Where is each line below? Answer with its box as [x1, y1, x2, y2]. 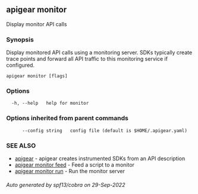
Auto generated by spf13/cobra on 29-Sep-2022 [6, 181, 125, 188]
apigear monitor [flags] [6, 73, 68, 79]
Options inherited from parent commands [6, 114, 129, 123]
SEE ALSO [6, 141, 36, 149]
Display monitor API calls [6, 20, 67, 27]
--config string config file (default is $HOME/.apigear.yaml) [21, 127, 187, 133]
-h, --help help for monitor [11, 101, 89, 107]
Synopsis [6, 35, 34, 43]
